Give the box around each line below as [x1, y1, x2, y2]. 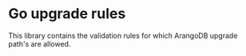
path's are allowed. [8, 39, 71, 48]
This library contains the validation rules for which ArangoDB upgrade [8, 31, 238, 40]
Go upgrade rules [8, 5, 126, 23]
